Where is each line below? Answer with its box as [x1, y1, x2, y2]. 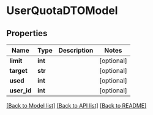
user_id [9, 86, 32, 95]
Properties [6, 28, 48, 39]
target [9, 67, 28, 75]
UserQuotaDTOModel [6, 4, 118, 18]
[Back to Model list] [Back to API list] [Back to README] [6, 102, 147, 109]
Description [58, 46, 94, 54]
